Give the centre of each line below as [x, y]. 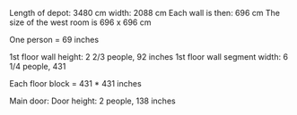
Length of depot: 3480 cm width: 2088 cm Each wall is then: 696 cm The [145, 13]
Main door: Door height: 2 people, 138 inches [93, 101]
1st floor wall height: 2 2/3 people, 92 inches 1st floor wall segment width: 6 [149, 57]
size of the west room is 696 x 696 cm [80, 22]
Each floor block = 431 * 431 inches [75, 83]
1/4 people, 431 [38, 66]
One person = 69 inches [54, 40]
